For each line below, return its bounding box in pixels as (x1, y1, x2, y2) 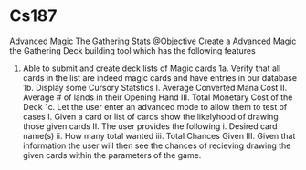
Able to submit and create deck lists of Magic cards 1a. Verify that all (22, 63, 281, 74)
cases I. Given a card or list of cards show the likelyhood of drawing (22, 111, 279, 122)
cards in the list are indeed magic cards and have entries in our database (22, 72, 298, 83)
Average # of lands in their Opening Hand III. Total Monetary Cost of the (22, 92, 293, 103)
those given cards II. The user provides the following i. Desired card (22, 120, 278, 132)
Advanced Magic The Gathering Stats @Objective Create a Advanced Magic (9, 35, 297, 46)
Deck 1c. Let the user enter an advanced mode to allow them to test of (22, 101, 288, 112)
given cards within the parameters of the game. (22, 149, 202, 160)
